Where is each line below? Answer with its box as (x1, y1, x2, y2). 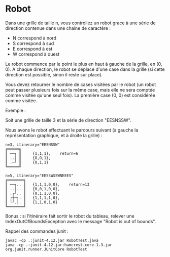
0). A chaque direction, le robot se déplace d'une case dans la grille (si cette (5, 66, 165, 72)
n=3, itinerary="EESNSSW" (5, 142, 60, 147)
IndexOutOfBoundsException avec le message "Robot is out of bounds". (5, 218, 156, 224)
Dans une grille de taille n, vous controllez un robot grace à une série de (5, 20, 156, 26)
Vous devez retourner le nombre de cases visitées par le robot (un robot (5, 81, 156, 88)
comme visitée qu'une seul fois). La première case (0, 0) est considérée (5, 92, 156, 98)
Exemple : (5, 107, 26, 113)
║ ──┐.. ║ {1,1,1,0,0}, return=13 (5, 182, 90, 187)
